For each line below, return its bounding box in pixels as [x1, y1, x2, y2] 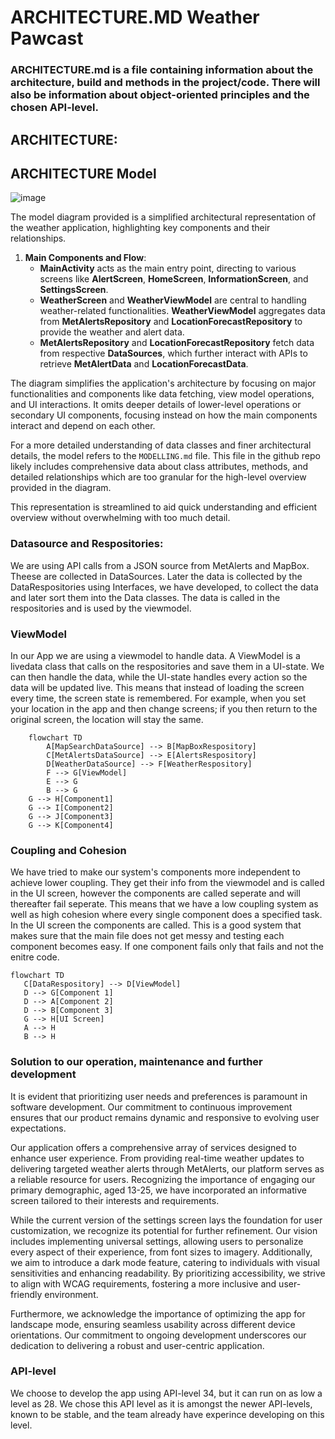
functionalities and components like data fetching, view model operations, [10, 388, 315, 400]
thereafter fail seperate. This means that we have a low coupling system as [10, 898, 319, 910]
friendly [10, 1288, 43, 1300]
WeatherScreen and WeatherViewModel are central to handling [39, 294, 307, 306]
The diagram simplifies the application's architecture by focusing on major [10, 377, 317, 390]
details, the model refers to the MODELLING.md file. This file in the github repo [10, 450, 321, 462]
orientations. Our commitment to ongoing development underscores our [10, 1329, 307, 1341]
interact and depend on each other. [10, 420, 156, 432]
